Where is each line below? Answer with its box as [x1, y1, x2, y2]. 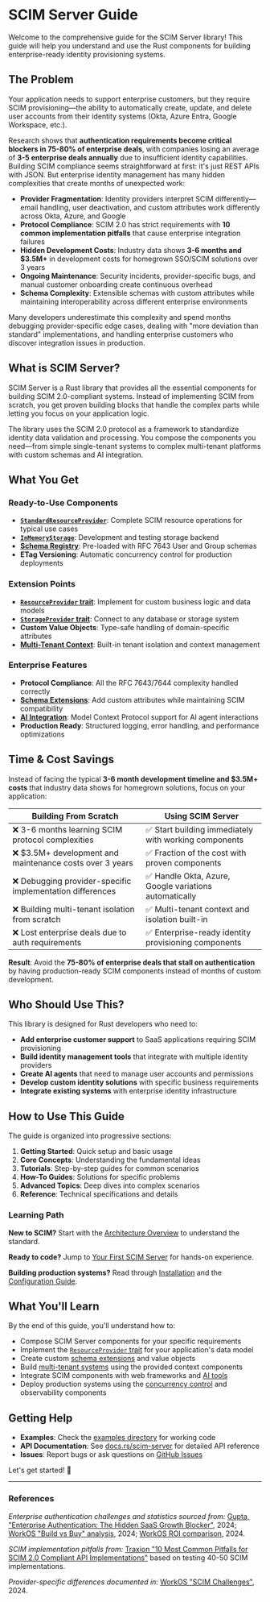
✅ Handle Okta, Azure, [145, 870, 231, 882]
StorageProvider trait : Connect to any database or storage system [19, 614, 239, 624]
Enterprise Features [8, 659, 88, 670]
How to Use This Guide [8, 1110, 125, 1123]
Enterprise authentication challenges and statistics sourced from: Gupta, [8, 1511, 250, 1521]
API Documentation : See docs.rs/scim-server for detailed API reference [19, 1441, 260, 1451]
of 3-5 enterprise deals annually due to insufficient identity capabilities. [8, 152, 248, 162]
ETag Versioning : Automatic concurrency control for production [19, 550, 232, 559]
